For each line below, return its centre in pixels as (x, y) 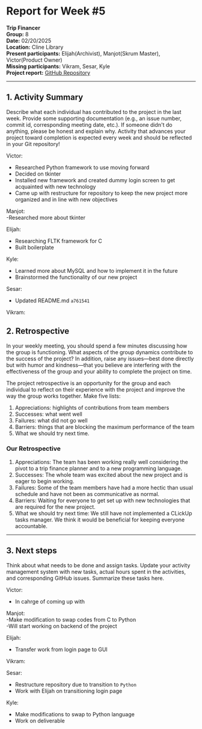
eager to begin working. (44, 481)
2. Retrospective (38, 331)
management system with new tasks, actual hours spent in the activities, (96, 571)
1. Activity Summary (45, 97)
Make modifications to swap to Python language (75, 714)
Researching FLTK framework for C (58, 241)
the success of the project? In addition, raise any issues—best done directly (100, 358)
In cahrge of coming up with (50, 601)
